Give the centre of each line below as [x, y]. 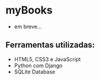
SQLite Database [35, 72]
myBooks [29, 10]
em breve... [28, 26]
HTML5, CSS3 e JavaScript [47, 59]
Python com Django [38, 65]
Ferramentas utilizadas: [50, 45]
